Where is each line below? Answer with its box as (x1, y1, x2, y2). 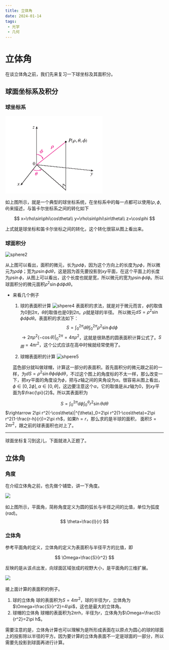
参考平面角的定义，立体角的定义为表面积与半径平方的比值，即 (5, 544, 133, 550)
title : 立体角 (5, 8, 33, 13)
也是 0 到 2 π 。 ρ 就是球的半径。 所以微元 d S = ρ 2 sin (57, 308, 158, 315)
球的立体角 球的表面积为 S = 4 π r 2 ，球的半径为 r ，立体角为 (12, 596, 131, 603)
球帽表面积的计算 (20, 353, 56, 359)
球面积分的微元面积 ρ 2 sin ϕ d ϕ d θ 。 (5, 281, 75, 287)
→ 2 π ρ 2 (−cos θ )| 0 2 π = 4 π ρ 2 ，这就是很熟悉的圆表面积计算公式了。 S (22, 334, 162, 342)
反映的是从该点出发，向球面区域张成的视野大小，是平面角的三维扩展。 (5, 565, 151, 571)
